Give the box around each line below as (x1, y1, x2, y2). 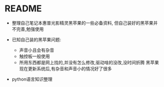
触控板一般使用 (19, 53, 50, 59)
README (4, 3, 42, 14)
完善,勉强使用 (16, 26, 44, 32)
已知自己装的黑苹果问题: (11, 37, 61, 43)
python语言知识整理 (11, 76, 53, 82)
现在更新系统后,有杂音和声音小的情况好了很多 (19, 65, 112, 72)
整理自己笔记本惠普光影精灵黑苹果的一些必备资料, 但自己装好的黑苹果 (11, 20, 154, 26)
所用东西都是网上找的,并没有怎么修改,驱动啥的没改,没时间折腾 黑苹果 (19, 59, 159, 65)
